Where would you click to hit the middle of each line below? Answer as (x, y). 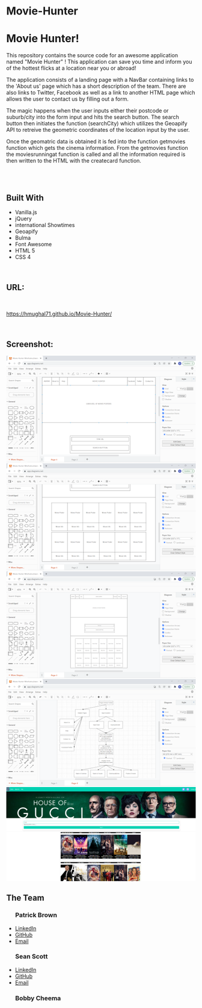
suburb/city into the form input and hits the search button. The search (93, 117)
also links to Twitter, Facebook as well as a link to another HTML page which (101, 93)
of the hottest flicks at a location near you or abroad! (71, 68)
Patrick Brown (36, 915)
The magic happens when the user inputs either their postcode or (87, 111)
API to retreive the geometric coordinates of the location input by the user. (98, 130)
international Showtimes (45, 225)
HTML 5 (25, 250)
